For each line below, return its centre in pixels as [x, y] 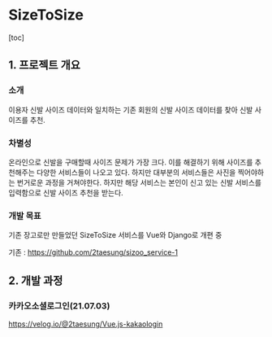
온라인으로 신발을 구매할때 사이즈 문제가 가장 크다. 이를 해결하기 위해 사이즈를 [131, 162]
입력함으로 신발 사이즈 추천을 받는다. [66, 192]
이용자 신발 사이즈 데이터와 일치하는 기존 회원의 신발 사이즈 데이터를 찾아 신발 [131, 109]
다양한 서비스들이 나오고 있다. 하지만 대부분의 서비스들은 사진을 [136, 172]
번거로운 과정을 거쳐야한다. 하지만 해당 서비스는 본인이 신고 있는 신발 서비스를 [139, 182]
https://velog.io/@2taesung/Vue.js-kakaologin [86, 324]
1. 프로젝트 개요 [45, 66]
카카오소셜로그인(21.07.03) [59, 305]
